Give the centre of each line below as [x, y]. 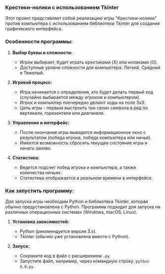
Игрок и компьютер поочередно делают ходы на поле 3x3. [82, 102]
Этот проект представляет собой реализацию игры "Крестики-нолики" [81, 18]
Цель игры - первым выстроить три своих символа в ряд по [84, 108]
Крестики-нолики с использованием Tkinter [62, 7]
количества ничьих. [41, 172]
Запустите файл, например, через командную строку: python [84, 261]
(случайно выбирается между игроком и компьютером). [80, 97]
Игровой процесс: [32, 82]
